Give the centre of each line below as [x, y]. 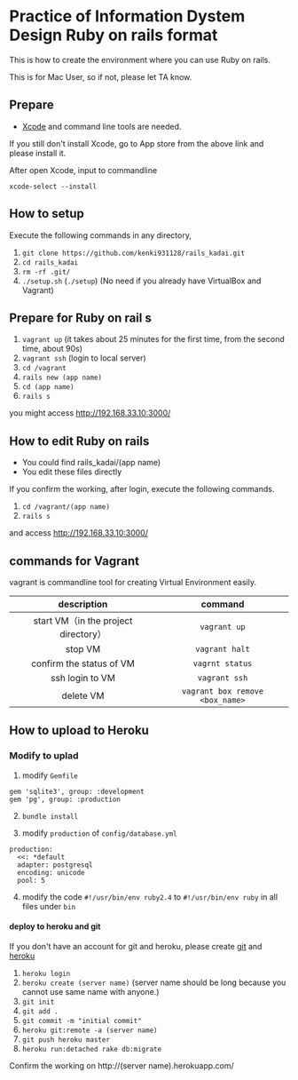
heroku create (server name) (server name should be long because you [154, 982]
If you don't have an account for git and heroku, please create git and [136, 946]
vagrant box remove [223, 691]
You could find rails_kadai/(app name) [91, 463]
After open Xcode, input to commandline [83, 170]
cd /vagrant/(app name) [66, 507]
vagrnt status [223, 663]
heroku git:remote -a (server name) [90, 1030]
